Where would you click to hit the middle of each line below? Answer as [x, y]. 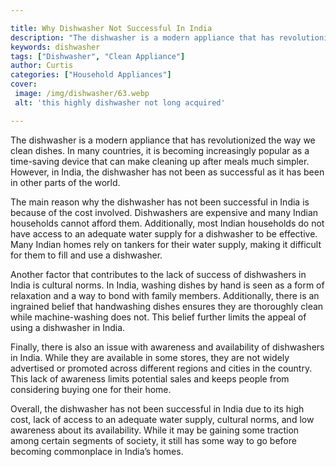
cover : [24, 84]
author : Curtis [42, 66]
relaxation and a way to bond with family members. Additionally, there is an [165, 295]
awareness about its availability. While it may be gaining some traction [155, 430]
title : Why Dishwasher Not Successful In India [111, 28]
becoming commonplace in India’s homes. [97, 451]
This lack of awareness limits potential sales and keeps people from [150, 378]
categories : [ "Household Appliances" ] [91, 75]
